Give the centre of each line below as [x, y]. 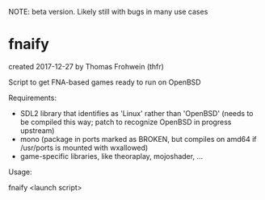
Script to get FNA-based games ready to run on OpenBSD [105, 82]
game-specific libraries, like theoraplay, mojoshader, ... [111, 156]
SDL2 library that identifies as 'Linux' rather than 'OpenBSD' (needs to [137, 113]
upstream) [37, 130]
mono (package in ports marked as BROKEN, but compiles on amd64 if [138, 139]
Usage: [20, 172]
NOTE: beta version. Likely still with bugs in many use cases [108, 12]
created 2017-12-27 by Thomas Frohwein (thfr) [86, 66]
